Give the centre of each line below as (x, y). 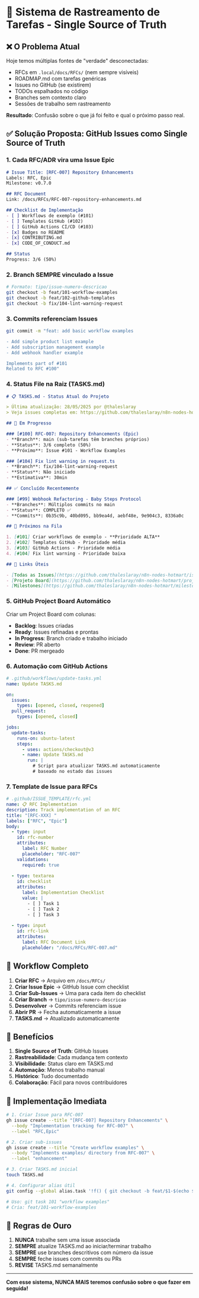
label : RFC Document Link (54, 942)
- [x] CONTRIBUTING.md (34, 238)
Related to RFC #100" (33, 369)
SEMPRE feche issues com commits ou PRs (68, 1259)
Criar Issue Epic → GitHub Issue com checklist (72, 987)
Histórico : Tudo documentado (52, 1076)
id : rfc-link (33, 931)
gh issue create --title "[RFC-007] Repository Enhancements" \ (87, 1120)
